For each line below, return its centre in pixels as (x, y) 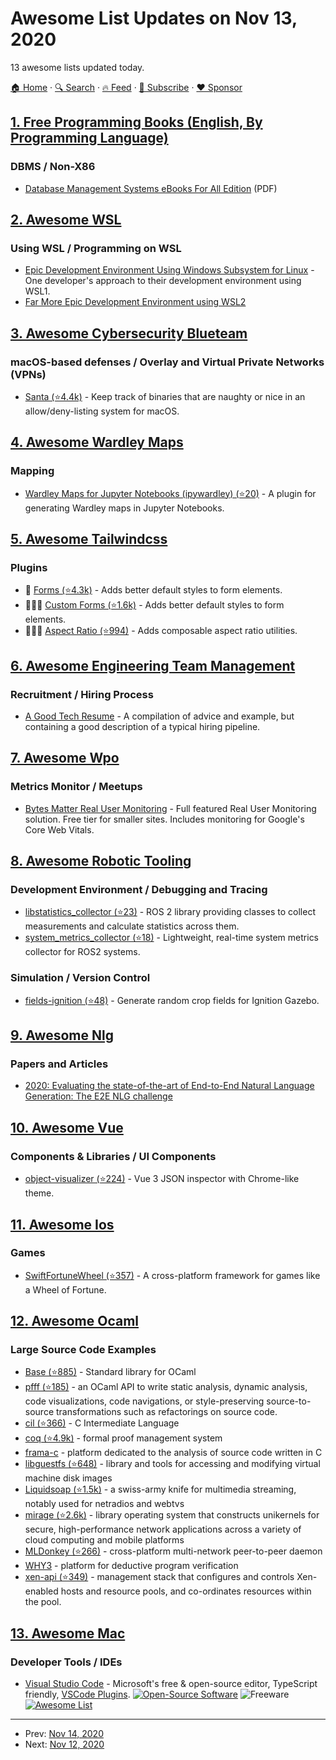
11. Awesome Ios (62, 1224)
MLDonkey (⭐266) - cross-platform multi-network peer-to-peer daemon (173, 1551)
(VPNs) (28, 374)
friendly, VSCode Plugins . (77, 1694)
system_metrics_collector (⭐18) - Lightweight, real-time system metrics (172, 938)
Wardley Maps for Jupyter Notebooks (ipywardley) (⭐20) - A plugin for (170, 493)
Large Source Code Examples (83, 1350)
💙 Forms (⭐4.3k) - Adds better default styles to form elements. (153, 590)
